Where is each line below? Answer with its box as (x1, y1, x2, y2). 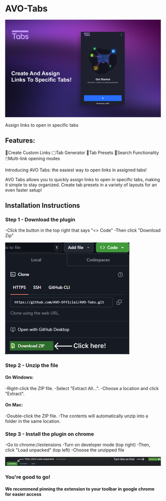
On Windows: (5, 374, 34, 380)
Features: (5, 137, 36, 145)
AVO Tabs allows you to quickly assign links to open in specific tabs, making (5, 176, 161, 182)
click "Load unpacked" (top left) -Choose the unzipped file (5, 447, 124, 453)
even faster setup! (5, 187, 42, 193)
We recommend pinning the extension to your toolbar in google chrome (5, 486, 155, 492)
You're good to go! (5, 474, 51, 481)
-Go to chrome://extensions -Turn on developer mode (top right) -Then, (5, 442, 151, 448)
